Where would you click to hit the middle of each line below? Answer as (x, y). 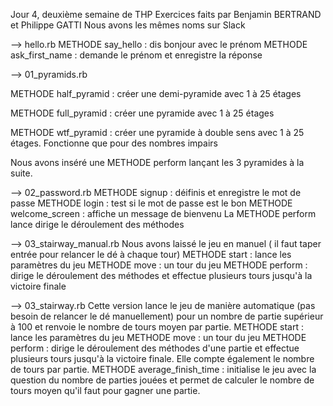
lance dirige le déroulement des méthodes (97, 224)
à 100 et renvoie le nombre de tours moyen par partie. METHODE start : (157, 327)
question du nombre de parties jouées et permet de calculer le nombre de (162, 380)
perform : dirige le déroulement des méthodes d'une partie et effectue (155, 348)
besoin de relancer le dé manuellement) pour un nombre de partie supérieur (167, 316)
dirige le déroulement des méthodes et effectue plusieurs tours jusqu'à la (161, 275)
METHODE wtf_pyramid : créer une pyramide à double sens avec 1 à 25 (157, 132)
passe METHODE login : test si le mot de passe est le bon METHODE (151, 203)
